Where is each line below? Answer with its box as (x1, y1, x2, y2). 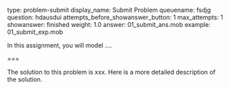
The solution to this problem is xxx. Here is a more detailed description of (7, 68, 216, 76)
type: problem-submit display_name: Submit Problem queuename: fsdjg (7, 6, 211, 14)
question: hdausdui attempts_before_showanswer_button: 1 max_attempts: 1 (7, 13, 223, 21)
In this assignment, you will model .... (7, 41, 113, 49)
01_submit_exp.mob (7, 28, 64, 36)
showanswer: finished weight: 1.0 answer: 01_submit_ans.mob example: (7, 21, 211, 28)
